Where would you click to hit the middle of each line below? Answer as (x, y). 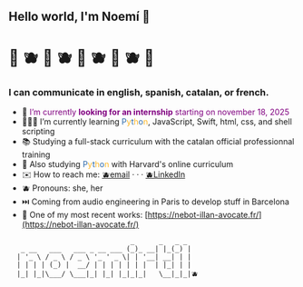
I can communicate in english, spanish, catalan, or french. (139, 92)
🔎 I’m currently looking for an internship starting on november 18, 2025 (155, 112)
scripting (38, 131)
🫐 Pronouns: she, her (62, 188)
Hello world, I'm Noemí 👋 (79, 17)
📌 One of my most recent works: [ (85, 214)
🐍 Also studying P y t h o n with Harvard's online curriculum (127, 163)
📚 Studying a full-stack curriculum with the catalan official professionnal (158, 141)
